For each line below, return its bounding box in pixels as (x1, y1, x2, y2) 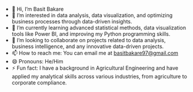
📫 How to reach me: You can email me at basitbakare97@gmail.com (11, 50, 178, 56)
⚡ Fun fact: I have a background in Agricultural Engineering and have (11, 64, 178, 71)
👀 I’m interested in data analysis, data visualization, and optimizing (11, 12, 173, 19)
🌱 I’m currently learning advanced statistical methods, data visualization (11, 24, 187, 31)
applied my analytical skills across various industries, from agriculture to (11, 73, 187, 80)
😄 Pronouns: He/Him (11, 58, 64, 64)
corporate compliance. (11, 79, 67, 86)
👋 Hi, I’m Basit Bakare (11, 6, 64, 12)
